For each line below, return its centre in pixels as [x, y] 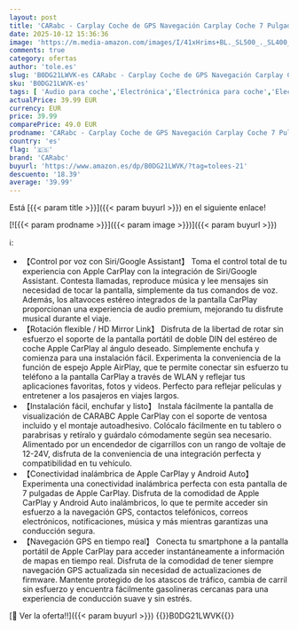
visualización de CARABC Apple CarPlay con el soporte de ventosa [145, 416]
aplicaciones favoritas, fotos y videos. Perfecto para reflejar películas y [152, 386]
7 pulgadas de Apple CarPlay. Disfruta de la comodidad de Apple [141, 493]
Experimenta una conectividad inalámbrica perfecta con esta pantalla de [155, 484]
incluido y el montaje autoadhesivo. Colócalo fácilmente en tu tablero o [152, 426]
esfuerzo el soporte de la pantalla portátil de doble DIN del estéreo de [149, 339]
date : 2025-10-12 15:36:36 [59, 34]
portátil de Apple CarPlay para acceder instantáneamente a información [153, 552]
